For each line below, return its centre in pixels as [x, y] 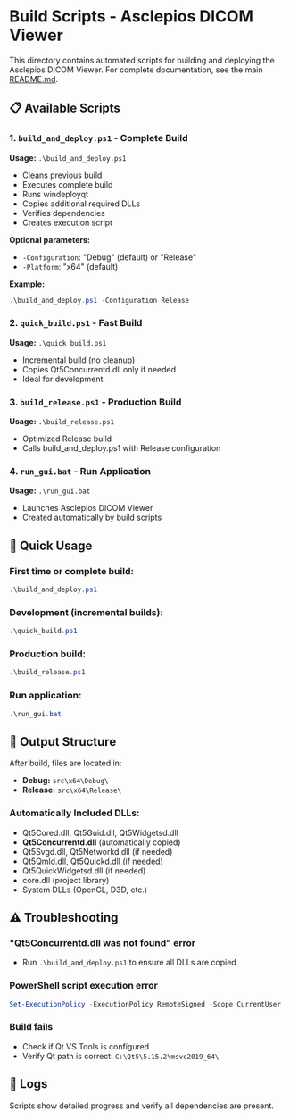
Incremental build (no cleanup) [79, 360]
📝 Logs [29, 1084]
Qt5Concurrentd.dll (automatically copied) [101, 842]
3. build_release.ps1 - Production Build [95, 402]
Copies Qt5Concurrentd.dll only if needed [99, 369]
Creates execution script [67, 222]
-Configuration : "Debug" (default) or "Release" [109, 257]
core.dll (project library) [66, 880]
